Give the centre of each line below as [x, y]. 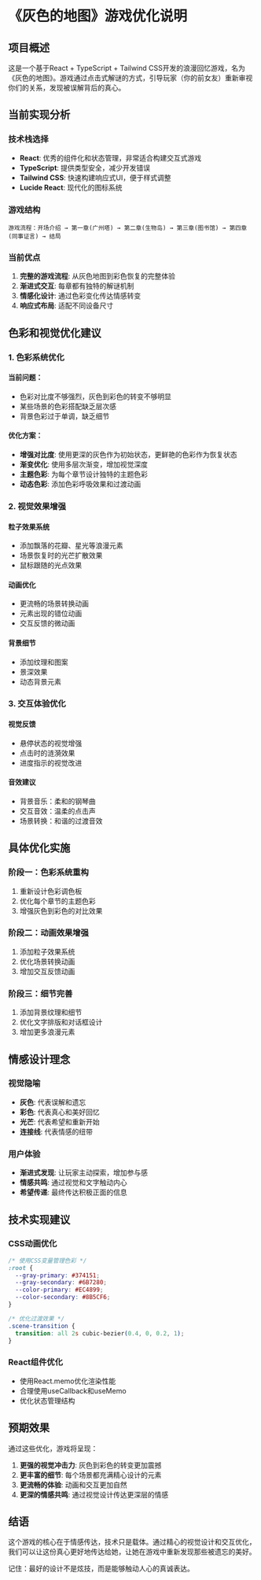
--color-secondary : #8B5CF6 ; [63, 1298]
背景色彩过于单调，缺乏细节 [64, 416]
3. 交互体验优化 [37, 703]
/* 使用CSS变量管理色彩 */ [48, 1261]
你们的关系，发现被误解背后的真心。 [67, 88]
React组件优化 [36, 1362]
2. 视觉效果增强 [37, 506]
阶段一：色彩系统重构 [48, 873]
